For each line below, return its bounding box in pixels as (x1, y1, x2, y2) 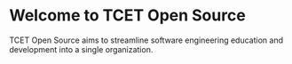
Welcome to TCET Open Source (9, 5, 246, 26)
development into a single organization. (9, 44, 154, 54)
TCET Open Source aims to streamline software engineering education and (9, 35, 284, 45)
